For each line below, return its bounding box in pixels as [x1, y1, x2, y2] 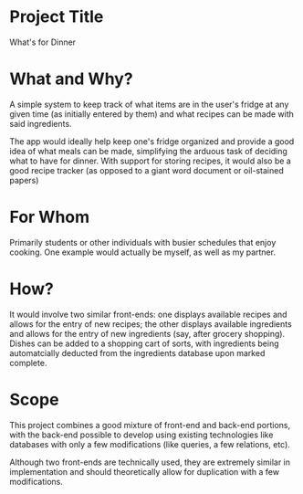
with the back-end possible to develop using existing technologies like [9, 429, 274, 440]
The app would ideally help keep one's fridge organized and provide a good [9, 135, 295, 147]
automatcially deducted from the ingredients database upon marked [9, 347, 266, 358]
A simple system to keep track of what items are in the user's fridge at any [9, 99, 289, 110]
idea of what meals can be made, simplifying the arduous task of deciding [9, 145, 287, 156]
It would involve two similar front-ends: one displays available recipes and [9, 309, 287, 320]
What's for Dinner [9, 37, 76, 47]
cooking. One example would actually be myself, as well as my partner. [9, 247, 277, 258]
